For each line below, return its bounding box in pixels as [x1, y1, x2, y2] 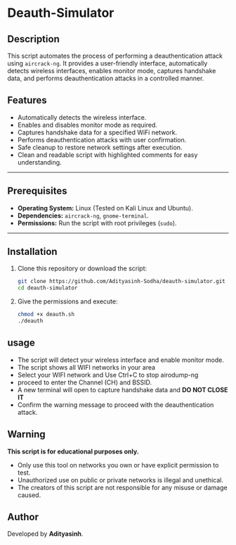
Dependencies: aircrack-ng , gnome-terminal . [17, 211, 149, 220]
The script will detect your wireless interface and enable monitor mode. [17, 356, 225, 364]
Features [7, 94, 47, 106]
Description [7, 33, 60, 45]
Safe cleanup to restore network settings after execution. [17, 143, 183, 151]
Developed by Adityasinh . [7, 530, 84, 538]
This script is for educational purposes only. [7, 447, 139, 456]
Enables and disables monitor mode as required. [17, 120, 158, 129]
